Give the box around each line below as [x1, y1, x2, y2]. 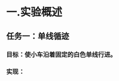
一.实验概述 [6, 5, 63, 19]
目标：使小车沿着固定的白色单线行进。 [6, 50, 117, 58]
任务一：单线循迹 [6, 31, 69, 41]
